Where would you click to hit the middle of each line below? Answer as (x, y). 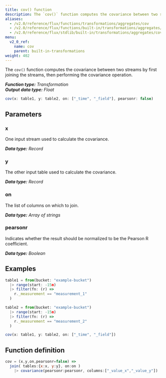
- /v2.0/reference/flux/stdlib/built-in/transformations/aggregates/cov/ (87, 33)
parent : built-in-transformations (49, 51)
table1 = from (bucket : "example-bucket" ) (48, 280)
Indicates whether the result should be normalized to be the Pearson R (77, 238)
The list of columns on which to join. (42, 205)
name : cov (24, 46)
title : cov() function (28, 10)
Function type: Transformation (37, 84)
